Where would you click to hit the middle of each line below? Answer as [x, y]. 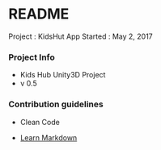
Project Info [32, 57]
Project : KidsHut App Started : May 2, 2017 [81, 36]
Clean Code [40, 122]
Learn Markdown [49, 137]
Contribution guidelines [56, 104]
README [39, 14]
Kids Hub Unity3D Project [63, 75]
